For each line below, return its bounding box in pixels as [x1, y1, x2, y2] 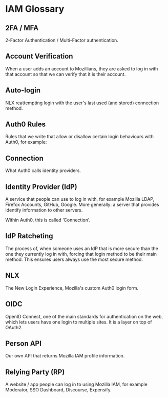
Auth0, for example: [5, 139, 47, 145]
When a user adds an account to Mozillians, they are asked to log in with [5, 65, 158, 72]
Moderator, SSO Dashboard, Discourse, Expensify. [5, 387, 112, 393]
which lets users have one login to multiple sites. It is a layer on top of [5, 319, 152, 325]
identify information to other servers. [5, 207, 83, 213]
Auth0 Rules [5, 120, 46, 129]
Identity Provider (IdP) [5, 182, 78, 191]
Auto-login [5, 86, 41, 95]
